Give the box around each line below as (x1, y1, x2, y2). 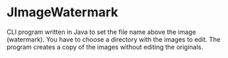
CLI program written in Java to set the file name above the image (6, 28, 197, 36)
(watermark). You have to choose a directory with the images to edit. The (6, 35, 221, 43)
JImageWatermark (6, 4, 119, 21)
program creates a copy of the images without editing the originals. (6, 42, 204, 51)
